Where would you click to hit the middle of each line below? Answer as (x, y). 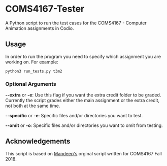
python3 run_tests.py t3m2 (34, 71)
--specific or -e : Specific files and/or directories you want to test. (74, 116)
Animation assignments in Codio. (40, 28)
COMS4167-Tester (45, 9)
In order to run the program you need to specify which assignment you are (83, 56)
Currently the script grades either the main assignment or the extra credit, (82, 101)
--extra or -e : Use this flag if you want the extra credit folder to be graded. (83, 95)
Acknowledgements (38, 141)
